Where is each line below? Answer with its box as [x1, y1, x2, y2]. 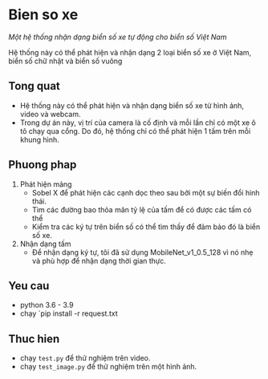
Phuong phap [8, 158, 77, 171]
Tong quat [8, 79, 60, 93]
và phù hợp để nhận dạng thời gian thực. [31, 256, 167, 265]
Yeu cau [8, 279, 50, 292]
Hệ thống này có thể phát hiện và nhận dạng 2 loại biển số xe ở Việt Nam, [8, 47, 252, 57]
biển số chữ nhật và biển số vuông [8, 56, 123, 66]
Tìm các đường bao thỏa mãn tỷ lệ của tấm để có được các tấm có [31, 204, 252, 214]
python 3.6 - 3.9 [19, 300, 74, 310]
